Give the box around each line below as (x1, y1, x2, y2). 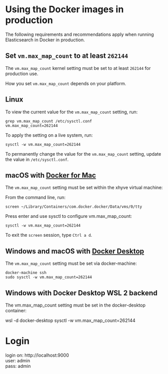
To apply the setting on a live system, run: (5, 132, 93, 138)
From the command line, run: (5, 194, 66, 201)
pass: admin (5, 363, 31, 369)
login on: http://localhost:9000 (5, 352, 69, 358)
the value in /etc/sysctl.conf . (5, 156, 69, 162)
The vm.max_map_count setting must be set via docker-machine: (5, 260, 137, 266)
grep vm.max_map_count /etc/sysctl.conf (5, 118, 93, 123)
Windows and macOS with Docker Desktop (5, 246, 144, 256)
